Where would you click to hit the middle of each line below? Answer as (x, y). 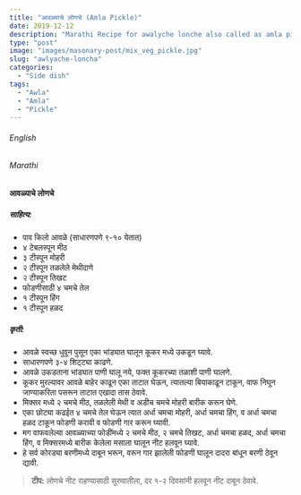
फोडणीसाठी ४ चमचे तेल (56, 288)
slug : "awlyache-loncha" (56, 59)
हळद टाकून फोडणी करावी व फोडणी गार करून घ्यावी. (96, 422)
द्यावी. (30, 463)
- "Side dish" (43, 76)
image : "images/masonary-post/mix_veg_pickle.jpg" (106, 51)
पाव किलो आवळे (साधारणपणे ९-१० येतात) (82, 237)
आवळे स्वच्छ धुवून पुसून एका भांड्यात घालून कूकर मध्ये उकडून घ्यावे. (117, 352)
